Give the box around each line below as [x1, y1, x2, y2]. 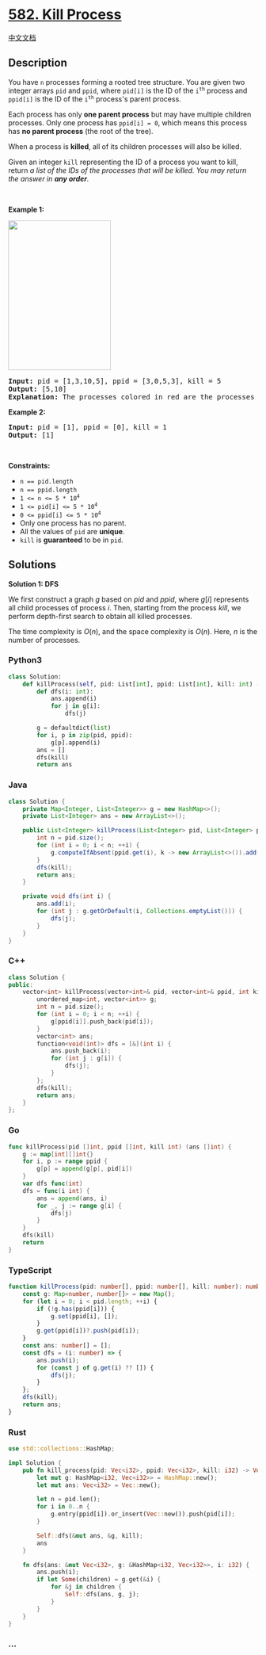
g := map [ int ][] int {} [22, 1150, 93, 1158]
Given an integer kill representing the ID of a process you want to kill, [8, 157, 239, 166]
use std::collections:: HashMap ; [8, 1445, 115, 1453]
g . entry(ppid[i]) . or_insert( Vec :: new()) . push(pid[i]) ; [50, 1510, 236, 1519]
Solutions [8, 558, 57, 571]
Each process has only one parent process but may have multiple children [8, 109, 252, 119]
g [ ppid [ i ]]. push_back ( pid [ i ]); [50, 1017, 154, 1026]
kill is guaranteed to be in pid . [19, 535, 124, 545]
